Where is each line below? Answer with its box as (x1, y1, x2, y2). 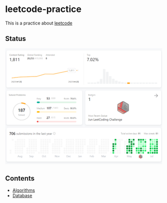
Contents (5, 174, 35, 182)
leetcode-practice (5, 3, 82, 15)
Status (5, 34, 26, 43)
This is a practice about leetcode (5, 20, 73, 26)
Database (12, 192, 32, 198)
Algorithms (12, 187, 35, 193)
